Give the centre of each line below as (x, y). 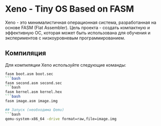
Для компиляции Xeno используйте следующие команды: (66, 65)
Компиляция (26, 53)
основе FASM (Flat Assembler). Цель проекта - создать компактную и (78, 27)
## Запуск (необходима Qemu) (35, 110)
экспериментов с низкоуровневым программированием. (65, 38)
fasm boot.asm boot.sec (29, 74)
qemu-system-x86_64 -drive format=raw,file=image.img (61, 119)
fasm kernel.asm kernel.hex (34, 92)
